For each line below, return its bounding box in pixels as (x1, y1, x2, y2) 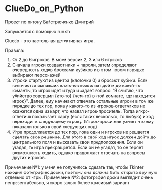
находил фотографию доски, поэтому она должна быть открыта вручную (5, 169, 158, 175)
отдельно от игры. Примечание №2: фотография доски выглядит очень (5, 174, 154, 180)
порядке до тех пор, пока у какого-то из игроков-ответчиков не (12, 103, 146, 109)
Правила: (5, 47, 25, 53)
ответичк (12, 113, 32, 119)
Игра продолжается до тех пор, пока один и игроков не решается (12, 129, 149, 135)
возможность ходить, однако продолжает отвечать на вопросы (12, 149, 146, 155)
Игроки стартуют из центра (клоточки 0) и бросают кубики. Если (12, 77, 148, 83)
